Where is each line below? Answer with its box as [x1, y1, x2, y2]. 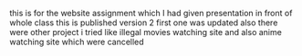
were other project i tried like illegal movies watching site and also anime [9, 27, 283, 37]
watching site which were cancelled [9, 36, 144, 47]
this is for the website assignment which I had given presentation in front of [9, 8, 293, 18]
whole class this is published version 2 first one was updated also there [9, 17, 278, 28]
